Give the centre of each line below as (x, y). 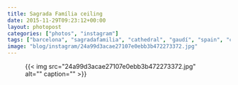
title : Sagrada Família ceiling (55, 14)
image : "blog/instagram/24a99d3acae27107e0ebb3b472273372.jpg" (103, 46)
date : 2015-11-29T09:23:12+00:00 (57, 20)
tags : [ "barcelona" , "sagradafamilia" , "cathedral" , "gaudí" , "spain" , (115, 40)
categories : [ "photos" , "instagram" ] (63, 33)
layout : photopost (34, 27)
